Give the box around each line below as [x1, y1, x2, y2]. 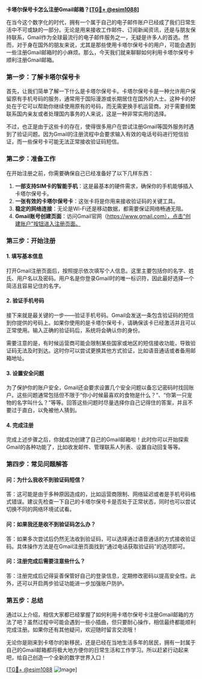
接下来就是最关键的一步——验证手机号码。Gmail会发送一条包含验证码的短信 [6, 311, 194, 319]
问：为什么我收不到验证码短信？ [6, 476, 85, 483]
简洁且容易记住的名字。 [6, 282, 64, 289]
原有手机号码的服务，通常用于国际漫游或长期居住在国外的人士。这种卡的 [11, 95, 191, 102]
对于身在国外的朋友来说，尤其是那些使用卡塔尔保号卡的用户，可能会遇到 [16, 42, 196, 48]
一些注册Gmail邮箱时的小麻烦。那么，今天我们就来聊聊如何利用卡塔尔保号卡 [6, 49, 194, 56]
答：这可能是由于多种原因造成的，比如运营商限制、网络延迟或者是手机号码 [6, 490, 191, 498]
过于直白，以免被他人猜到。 [11, 407, 80, 414]
